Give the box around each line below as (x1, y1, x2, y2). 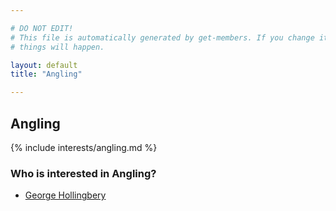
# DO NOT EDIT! (10, 23, 74, 33)
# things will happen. (10, 42, 105, 52)
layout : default (10, 60, 78, 70)
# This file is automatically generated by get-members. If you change (10, 32, 315, 43)
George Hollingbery (24, 189, 107, 201)
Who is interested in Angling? (10, 166, 157, 180)
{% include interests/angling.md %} (10, 141, 158, 153)
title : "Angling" (10, 69, 83, 80)
